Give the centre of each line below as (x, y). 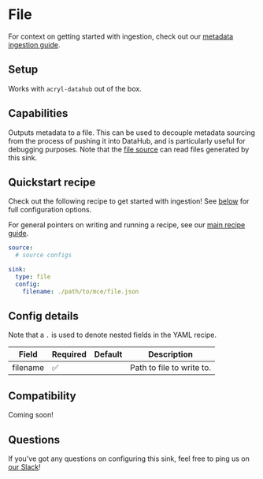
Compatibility (42, 396)
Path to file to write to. (170, 368)
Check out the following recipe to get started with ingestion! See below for (129, 201)
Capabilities (38, 113)
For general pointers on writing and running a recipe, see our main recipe (127, 225)
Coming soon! (31, 415)
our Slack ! (24, 467)
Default (108, 354)
